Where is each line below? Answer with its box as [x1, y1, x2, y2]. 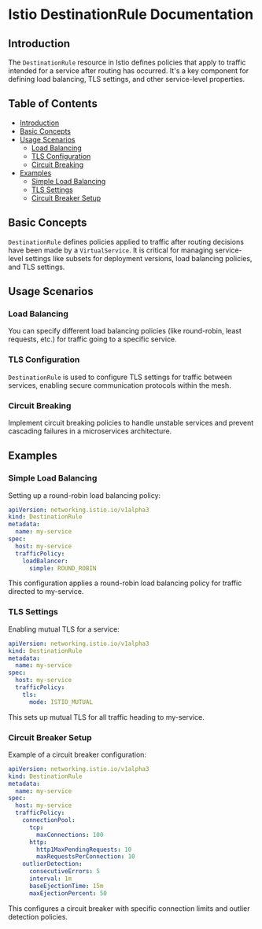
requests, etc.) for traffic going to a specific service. [8, 334, 177, 344]
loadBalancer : [22, 557, 68, 565]
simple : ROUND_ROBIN [28, 564, 97, 572]
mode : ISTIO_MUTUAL [28, 698, 93, 706]
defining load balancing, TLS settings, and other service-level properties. [8, 75, 245, 83]
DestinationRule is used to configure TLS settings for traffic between [8, 372, 233, 382]
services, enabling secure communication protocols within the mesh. [8, 380, 232, 390]
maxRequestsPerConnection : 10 [36, 853, 135, 861]
